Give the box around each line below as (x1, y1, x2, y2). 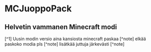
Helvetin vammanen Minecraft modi (4, 23, 117, 31)
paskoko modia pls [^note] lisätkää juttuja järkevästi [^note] (4, 41, 125, 47)
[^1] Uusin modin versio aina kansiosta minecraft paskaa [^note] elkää (4, 36, 146, 42)
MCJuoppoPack (4, 3, 72, 14)
